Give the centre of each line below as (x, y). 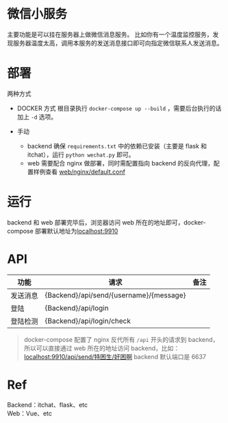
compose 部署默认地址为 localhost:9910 (63, 231)
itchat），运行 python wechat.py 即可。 (81, 155)
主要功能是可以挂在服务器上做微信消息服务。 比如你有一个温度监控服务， (110, 34)
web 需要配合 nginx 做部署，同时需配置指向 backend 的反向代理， (121, 163)
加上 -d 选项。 (37, 117)
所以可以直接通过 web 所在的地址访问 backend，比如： (102, 348)
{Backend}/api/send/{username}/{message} (115, 295)
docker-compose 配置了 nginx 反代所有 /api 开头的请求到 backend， (121, 339)
